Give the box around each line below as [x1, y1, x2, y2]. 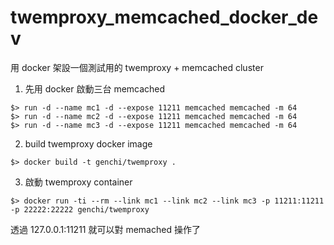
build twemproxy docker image [24, 137, 153, 150]
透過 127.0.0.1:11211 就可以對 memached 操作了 [10, 223, 201, 235]
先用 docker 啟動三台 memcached [24, 82, 166, 95]
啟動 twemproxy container [24, 176, 133, 188]
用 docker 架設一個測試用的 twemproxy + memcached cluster [10, 61, 264, 73]
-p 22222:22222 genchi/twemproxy [10, 204, 150, 215]
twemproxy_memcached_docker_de [10, 6, 319, 29]
